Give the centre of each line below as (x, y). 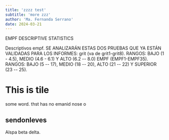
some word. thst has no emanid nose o (46, 104)
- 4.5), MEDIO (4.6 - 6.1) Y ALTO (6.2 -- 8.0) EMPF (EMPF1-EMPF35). (77, 59)
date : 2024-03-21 (24, 24)
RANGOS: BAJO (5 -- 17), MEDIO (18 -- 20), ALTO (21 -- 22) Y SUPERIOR (81, 64)
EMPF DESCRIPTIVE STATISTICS (39, 38)
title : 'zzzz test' (26, 10)
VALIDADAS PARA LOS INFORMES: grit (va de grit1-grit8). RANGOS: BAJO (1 (85, 54)
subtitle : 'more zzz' (28, 15)
